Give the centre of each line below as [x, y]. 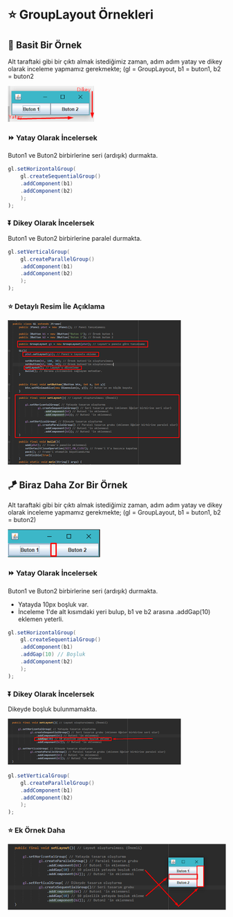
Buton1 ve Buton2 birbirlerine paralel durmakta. [75, 238]
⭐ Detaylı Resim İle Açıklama [56, 306]
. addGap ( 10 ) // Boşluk [53, 655]
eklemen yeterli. [41, 619]
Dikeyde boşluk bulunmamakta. [53, 709]
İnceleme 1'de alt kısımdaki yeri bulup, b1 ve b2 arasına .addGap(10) [114, 611]
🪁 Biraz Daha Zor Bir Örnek [68, 485]
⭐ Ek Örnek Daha [37, 831]
